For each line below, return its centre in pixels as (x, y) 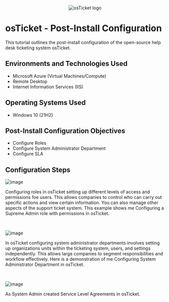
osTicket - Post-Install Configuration (83, 28)
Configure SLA (28, 154)
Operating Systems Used (46, 103)
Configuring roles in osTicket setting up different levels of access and (78, 192)
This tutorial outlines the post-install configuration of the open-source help (83, 42)
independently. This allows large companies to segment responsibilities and (84, 254)
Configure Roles (29, 143)
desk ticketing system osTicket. (38, 48)
